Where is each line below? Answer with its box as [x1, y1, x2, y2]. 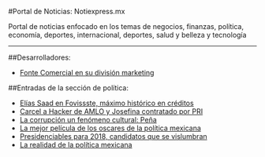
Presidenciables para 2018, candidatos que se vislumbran [19, 132, 207, 141]
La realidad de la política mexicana [19, 141, 132, 149]
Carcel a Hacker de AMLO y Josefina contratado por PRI [19, 107, 203, 116]
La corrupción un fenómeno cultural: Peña [19, 115, 158, 124]
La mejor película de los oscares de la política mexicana [19, 123, 201, 133]
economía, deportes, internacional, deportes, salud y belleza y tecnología [8, 31, 247, 39]
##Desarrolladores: [8, 53, 71, 62]
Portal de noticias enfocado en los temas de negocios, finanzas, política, [8, 22, 244, 31]
